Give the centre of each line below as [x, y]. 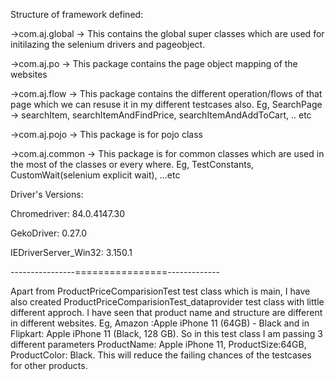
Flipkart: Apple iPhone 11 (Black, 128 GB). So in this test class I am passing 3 [166, 333]
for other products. [49, 365]
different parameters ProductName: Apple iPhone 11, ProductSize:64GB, [158, 344]
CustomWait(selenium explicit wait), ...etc [95, 175]
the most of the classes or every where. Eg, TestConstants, [132, 164]
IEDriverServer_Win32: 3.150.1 [71, 252]
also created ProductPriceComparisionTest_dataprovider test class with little [167, 302]
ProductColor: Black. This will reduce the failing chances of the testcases [161, 355]
